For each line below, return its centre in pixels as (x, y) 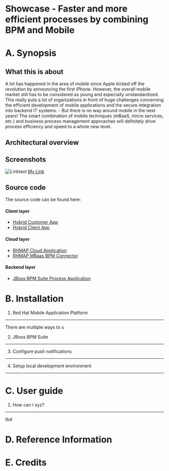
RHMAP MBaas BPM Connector (45, 256)
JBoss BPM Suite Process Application (52, 278)
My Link (36, 172)
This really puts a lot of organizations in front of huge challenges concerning (84, 100)
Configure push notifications (42, 351)
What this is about (34, 72)
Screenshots (26, 159)
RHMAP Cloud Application (39, 250)
